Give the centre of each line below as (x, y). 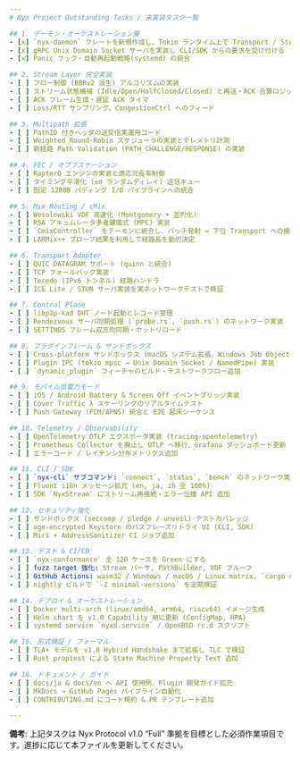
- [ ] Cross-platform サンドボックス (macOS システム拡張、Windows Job (136, 354)
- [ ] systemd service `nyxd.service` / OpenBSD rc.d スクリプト (130, 626)
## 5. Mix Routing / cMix (57, 206)
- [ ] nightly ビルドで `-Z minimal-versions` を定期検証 (113, 585)
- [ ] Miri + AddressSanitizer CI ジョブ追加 (92, 535)
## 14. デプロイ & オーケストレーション (76, 601)
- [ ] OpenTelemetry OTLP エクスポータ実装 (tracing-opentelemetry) (134, 436)
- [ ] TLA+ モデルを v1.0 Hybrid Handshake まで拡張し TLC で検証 (127, 650)
